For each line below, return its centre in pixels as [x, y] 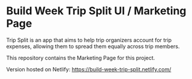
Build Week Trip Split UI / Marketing [96, 11]
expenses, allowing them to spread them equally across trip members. [93, 46]
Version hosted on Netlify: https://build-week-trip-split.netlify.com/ [89, 69]
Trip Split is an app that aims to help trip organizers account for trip [89, 40]
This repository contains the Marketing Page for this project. [81, 58]
